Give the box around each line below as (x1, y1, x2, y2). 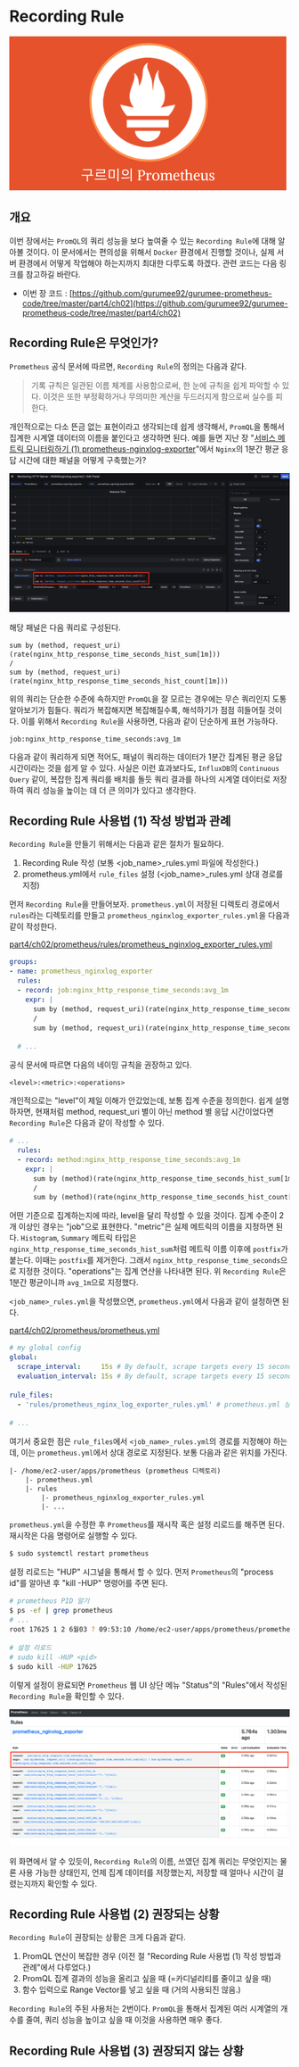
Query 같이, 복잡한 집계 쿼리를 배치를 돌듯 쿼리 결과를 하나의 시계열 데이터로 (9, 774, 271, 784)
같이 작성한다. (9, 921, 58, 932)
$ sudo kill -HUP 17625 (9, 1663, 98, 1672)
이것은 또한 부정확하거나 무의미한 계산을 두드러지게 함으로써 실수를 (43, 391, 274, 402)
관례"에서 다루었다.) (21, 1962, 92, 1973)
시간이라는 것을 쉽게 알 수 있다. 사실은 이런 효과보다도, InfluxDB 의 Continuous (9, 762, 280, 773)
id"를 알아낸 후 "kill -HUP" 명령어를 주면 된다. (9, 1578, 168, 1589)
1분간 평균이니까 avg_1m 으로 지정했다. (9, 1277, 139, 1288)
